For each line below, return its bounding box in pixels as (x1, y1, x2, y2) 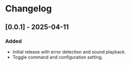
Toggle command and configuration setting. (12, 54, 103, 60)
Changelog (5, 3, 52, 14)
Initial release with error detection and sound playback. (12, 49, 126, 55)
